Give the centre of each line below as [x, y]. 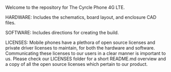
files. [10, 23]
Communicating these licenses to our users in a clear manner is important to [86, 53]
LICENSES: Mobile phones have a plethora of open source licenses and [80, 42]
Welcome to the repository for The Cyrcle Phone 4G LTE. [65, 7]
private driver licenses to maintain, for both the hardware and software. [80, 48]
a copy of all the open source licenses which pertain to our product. [77, 64]
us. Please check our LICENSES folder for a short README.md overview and [86, 59]
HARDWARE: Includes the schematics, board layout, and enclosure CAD [81, 17]
